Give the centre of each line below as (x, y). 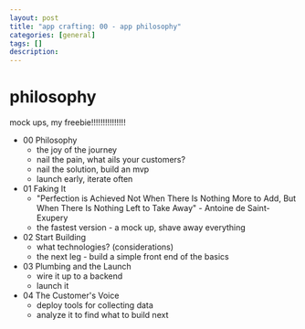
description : (34, 52)
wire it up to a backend (79, 276)
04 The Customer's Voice (71, 296)
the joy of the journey (76, 150)
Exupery (52, 218)
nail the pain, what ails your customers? (110, 160)
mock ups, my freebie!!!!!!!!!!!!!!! (68, 122)
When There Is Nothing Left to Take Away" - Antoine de (141, 208)
